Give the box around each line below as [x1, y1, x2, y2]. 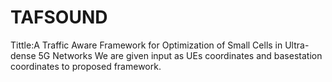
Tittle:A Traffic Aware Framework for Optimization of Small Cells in [10, 39, 283, 51]
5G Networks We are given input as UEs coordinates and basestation [38, 49, 323, 61]
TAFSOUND [10, 6, 108, 29]
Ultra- [284, 39, 310, 51]
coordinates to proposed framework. [10, 60, 162, 72]
